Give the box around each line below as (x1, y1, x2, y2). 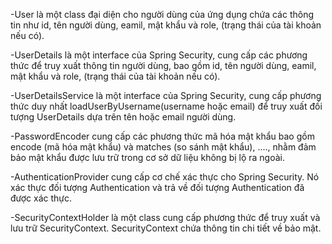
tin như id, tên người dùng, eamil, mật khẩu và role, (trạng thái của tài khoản (10, 19, 322, 31)
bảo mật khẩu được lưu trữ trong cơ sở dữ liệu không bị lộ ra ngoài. (10, 152, 286, 163)
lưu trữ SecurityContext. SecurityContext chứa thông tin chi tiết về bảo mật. (10, 222, 322, 234)
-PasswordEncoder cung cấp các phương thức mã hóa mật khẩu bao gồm (10, 130, 315, 142)
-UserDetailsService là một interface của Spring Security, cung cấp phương (10, 90, 322, 101)
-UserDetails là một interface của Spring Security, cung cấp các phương (10, 49, 308, 61)
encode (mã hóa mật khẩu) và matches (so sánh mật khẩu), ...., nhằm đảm (10, 141, 317, 153)
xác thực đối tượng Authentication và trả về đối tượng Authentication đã (10, 182, 305, 193)
